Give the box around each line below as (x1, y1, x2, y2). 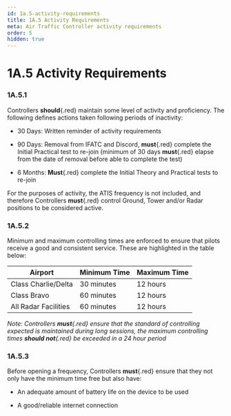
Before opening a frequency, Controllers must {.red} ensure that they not (7, 367, 213, 375)
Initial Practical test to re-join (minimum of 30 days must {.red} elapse (17, 147, 214, 155)
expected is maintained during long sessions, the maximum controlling (7, 326, 208, 335)
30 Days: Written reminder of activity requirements (17, 126, 162, 135)
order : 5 (7, 29, 32, 37)
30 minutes (79, 279, 117, 289)
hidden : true (7, 36, 45, 43)
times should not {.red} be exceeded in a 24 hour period (7, 334, 167, 342)
